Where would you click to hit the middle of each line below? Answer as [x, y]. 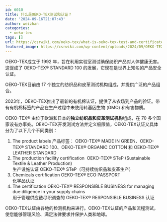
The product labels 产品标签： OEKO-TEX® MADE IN [66, 141]
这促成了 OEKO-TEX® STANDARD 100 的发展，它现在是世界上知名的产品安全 [83, 68]
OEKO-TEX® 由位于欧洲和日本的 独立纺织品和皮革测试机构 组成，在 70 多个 [81, 118]
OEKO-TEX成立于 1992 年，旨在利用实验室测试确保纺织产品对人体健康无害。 [83, 61]
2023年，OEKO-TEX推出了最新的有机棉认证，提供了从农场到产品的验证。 [80, 101]
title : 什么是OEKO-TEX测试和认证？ [39, 14]
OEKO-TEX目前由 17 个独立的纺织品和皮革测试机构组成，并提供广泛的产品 [81, 84]
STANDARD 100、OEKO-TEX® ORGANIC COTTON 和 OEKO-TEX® [92, 147]
